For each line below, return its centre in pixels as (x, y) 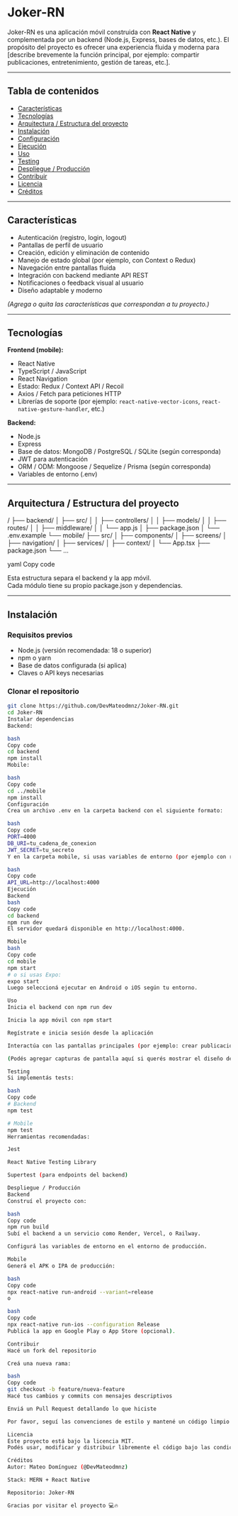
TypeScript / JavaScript (52, 371)
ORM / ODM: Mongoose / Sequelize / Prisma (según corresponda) (114, 467)
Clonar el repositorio (43, 691)
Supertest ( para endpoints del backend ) (68, 1175)
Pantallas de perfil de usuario (60, 245)
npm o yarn (34, 658)
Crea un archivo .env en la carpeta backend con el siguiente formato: (115, 811)
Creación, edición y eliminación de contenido (84, 252)
